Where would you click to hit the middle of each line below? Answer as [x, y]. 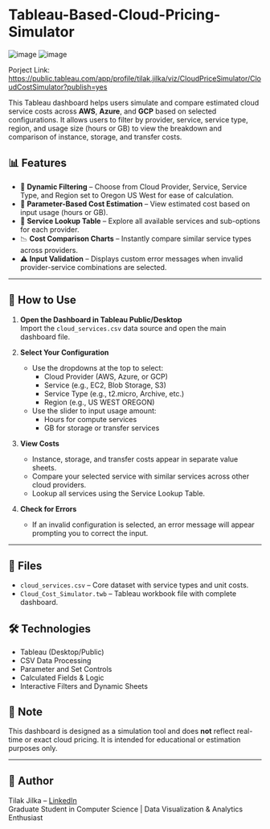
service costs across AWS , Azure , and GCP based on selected [112, 111]
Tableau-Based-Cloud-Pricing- [115, 15]
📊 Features [37, 163]
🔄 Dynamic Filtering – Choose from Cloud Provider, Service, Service [133, 186]
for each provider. [49, 229]
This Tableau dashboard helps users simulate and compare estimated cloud [134, 102]
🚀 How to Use [42, 300]
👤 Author [31, 781]
